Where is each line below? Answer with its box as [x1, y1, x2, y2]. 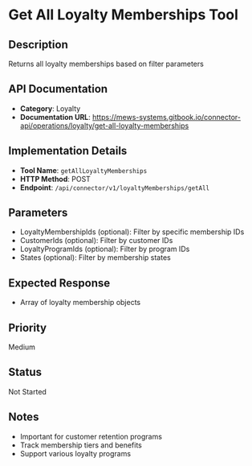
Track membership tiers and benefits [19, 440, 143, 450]
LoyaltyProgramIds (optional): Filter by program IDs [19, 244, 190, 254]
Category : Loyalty [19, 103, 81, 113]
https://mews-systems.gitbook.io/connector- [91, 112, 241, 122]
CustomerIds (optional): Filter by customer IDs [19, 236, 173, 245]
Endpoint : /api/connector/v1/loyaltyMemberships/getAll [19, 183, 210, 192]
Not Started [8, 386, 47, 396]
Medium [8, 342, 36, 352]
